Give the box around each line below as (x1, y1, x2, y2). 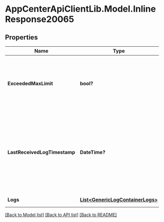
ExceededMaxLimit (7, 80, 53, 87)
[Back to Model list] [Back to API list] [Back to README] (5, 212, 117, 218)
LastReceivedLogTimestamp (7, 149, 76, 155)
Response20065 (5, 14, 75, 25)
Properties (5, 33, 38, 41)
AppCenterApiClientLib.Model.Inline (5, 3, 156, 15)
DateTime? (80, 149, 106, 155)
